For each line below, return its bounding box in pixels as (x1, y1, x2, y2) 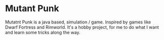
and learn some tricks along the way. (5, 29, 81, 35)
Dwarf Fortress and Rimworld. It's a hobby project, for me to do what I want (5, 24, 160, 30)
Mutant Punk (5, 3, 59, 14)
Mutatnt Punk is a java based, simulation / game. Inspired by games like (5, 19, 151, 25)
